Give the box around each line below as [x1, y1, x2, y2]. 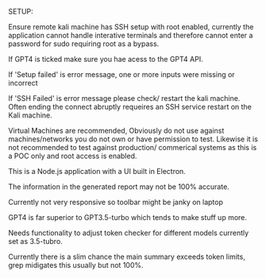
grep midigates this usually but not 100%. [8, 261, 145, 269]
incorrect [8, 79, 38, 87]
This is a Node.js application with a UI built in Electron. [8, 167, 187, 176]
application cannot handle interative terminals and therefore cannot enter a [8, 31, 253, 40]
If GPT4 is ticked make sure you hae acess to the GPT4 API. [8, 55, 204, 64]
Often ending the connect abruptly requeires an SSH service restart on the [8, 102, 253, 111]
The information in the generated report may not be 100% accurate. [8, 182, 230, 191]
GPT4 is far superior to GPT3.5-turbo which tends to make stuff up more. [8, 213, 248, 222]
